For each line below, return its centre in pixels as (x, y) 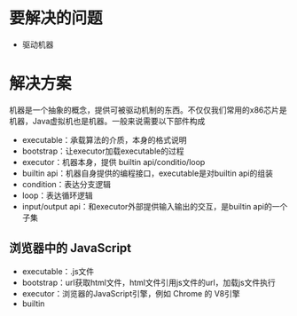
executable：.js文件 (58, 271)
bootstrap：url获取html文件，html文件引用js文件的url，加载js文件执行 (149, 282)
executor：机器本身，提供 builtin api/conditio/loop (113, 162)
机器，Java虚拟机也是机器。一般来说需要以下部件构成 (107, 121)
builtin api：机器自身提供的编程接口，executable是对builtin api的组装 (147, 173)
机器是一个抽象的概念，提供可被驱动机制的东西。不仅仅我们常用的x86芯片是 (148, 110)
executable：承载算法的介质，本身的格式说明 (105, 139)
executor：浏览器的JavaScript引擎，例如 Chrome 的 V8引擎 (131, 293)
